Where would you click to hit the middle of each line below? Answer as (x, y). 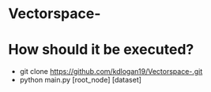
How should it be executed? (101, 50)
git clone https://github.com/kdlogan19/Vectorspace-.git (111, 72)
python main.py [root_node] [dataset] (81, 80)
